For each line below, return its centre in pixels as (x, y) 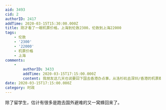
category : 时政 (20, 88)
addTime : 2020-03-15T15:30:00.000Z (42, 23)
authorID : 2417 (21, 19)
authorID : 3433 (39, 70)
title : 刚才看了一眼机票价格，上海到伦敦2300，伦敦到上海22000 (63, 28)
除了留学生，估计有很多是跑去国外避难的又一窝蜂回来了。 (63, 102)
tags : (11, 33)
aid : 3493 (15, 10)
